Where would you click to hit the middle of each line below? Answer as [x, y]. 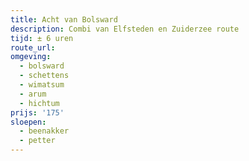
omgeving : [31, 57]
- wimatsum [42, 85]
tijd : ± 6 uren [42, 38]
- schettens [44, 76]
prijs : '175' [37, 112]
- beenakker [44, 131]
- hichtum [39, 103]
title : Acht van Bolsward [64, 19]
